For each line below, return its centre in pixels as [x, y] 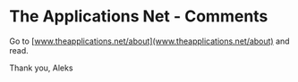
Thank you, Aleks [41, 68]
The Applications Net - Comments [139, 16]
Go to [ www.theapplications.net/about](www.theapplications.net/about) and [149, 41]
